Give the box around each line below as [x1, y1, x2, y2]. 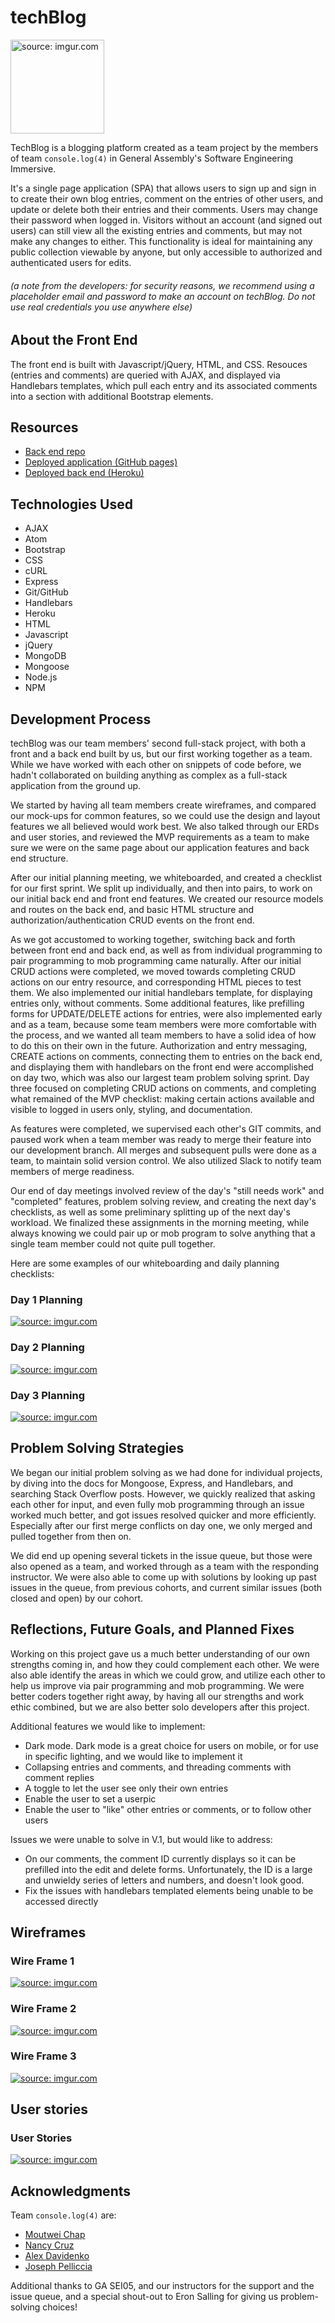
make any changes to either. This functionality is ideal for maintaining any [10, 235, 313, 247]
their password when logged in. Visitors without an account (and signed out [10, 214, 323, 226]
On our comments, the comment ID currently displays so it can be [24, 1852, 297, 1865]
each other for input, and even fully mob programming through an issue [10, 1498, 305, 1510]
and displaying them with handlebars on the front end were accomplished [10, 1061, 314, 1073]
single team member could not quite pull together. [10, 1238, 216, 1250]
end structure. [10, 852, 69, 864]
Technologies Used [10, 496, 133, 513]
